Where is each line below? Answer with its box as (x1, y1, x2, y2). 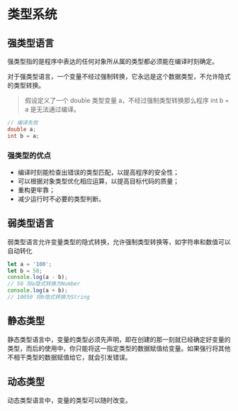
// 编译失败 (7, 119, 39, 126)
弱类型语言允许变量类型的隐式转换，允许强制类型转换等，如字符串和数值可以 (7, 237, 231, 246)
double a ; (7, 126, 37, 133)
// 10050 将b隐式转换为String (7, 294, 90, 301)
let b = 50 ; (7, 267, 42, 274)
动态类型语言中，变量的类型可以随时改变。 (7, 395, 132, 405)
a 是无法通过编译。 (24, 105, 80, 114)
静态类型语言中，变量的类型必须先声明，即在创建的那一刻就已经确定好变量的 (7, 335, 231, 344)
